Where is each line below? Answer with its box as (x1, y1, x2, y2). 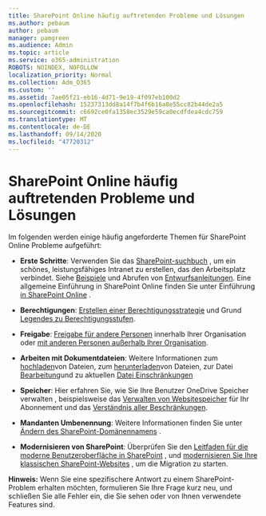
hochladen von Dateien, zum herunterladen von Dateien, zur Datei (19, 362, 233, 372)
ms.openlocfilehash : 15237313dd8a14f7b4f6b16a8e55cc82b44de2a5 (8, 100, 224, 108)
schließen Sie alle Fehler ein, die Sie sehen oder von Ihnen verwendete (8, 491, 241, 501)
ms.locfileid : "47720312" (8, 137, 94, 146)
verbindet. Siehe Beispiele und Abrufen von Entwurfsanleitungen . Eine (19, 273, 252, 283)
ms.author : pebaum (8, 19, 69, 27)
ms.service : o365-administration (8, 57, 120, 65)
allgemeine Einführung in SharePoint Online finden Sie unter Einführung (19, 282, 256, 291)
